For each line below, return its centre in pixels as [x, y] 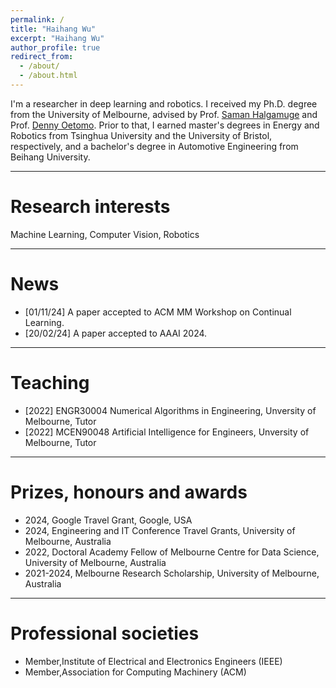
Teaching [50, 382]
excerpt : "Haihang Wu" [57, 38]
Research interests [90, 207]
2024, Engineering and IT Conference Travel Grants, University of [160, 530]
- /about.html [48, 76]
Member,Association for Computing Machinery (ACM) [135, 672]
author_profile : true [55, 47]
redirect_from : [42, 57]
